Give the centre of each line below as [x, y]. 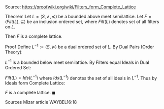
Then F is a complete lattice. [34, 36]
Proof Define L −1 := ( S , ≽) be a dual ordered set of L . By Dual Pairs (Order [80, 46]
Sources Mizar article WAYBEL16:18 [41, 102]
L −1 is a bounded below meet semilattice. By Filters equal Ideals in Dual [77, 62]
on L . [10, 27]
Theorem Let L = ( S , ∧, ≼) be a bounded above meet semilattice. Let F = [78, 17]
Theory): [14, 52]
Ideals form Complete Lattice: [35, 83]
